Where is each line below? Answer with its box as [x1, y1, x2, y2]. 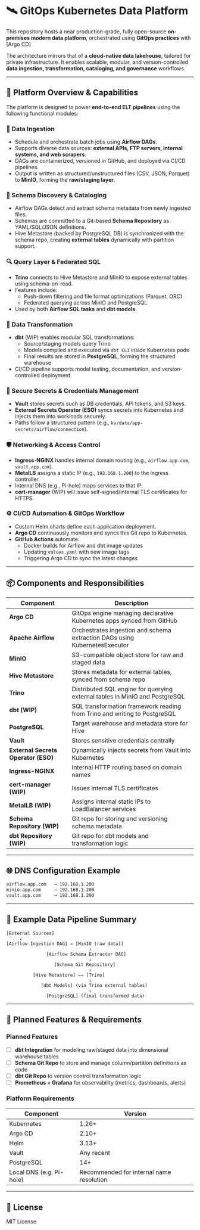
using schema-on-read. [14, 280, 73, 287]
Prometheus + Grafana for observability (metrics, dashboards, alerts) [14, 1079, 186, 1086]
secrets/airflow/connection [14, 427, 85, 433]
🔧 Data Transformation [6, 320, 73, 328]
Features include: [14, 286, 58, 293]
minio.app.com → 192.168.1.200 [6, 887, 95, 893]
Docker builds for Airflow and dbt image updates [23, 542, 143, 549]
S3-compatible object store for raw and [71, 650, 183, 659]
